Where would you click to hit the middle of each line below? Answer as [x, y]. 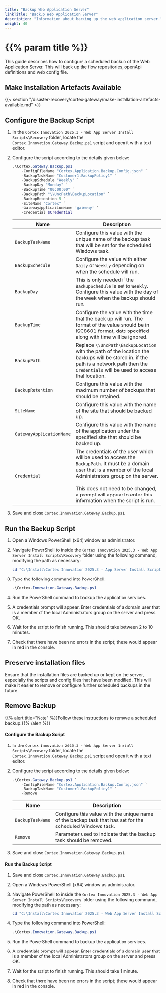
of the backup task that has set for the [99, 820]
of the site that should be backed [114, 411]
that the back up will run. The [109, 319]
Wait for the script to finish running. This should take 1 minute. [75, 971]
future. [12, 690]
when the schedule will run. [107, 272]
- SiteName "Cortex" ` [43, 203]
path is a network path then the [112, 364]
